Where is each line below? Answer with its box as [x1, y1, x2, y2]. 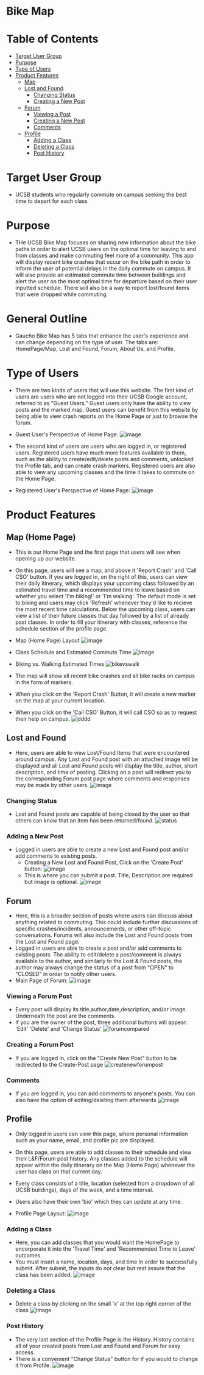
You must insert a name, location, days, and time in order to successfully [15, 1258, 198, 1265]
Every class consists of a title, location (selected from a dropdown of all [15, 1179, 195, 1187]
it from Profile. [15, 1362, 52, 1369]
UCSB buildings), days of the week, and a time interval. [15, 1186, 154, 1193]
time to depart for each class [15, 197, 88, 205]
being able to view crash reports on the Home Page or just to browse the [15, 412, 198, 420]
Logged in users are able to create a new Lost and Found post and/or [15, 846, 189, 854]
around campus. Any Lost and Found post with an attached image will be [15, 755, 199, 763]
